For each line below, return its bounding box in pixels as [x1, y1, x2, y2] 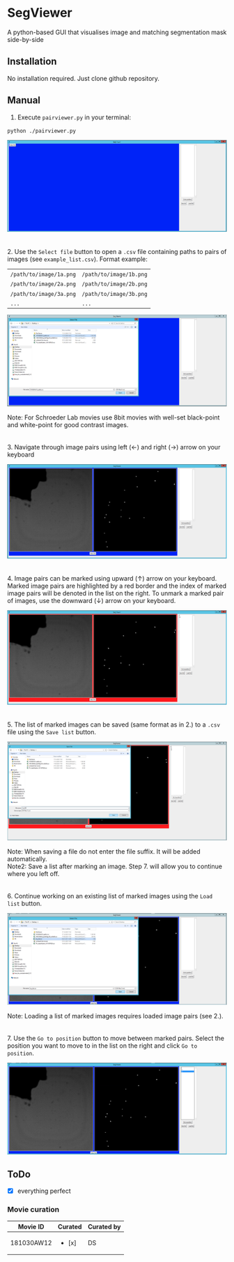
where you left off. [7, 870, 60, 878]
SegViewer [7, 5, 72, 21]
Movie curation [7, 1205, 60, 1215]
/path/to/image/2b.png [81, 281, 148, 288]
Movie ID [17, 1222, 45, 1231]
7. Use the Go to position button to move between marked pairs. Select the [7, 1034, 225, 1043]
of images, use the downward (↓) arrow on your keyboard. [7, 596, 176, 604]
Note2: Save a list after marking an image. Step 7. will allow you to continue [7, 862, 223, 870]
